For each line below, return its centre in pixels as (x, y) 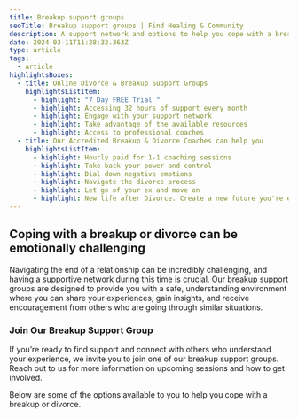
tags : (19, 58)
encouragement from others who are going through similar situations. (136, 307)
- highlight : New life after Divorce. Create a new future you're (158, 199)
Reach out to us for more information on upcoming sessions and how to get (147, 368)
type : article (35, 50)
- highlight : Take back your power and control (122, 166)
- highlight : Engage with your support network (122, 116)
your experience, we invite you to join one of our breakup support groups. (144, 359)
